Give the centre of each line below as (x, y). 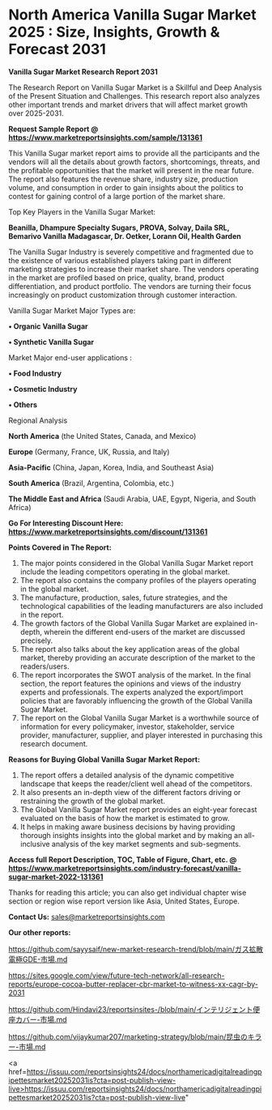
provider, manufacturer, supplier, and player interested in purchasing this (141, 735)
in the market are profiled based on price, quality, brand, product (117, 278)
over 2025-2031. (36, 113)
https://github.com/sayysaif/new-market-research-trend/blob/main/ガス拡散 (136, 949)
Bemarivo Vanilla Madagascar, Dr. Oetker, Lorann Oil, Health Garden (125, 236)
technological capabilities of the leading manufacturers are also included (141, 606)
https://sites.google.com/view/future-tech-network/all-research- (117, 975)
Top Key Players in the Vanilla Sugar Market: (82, 211)
